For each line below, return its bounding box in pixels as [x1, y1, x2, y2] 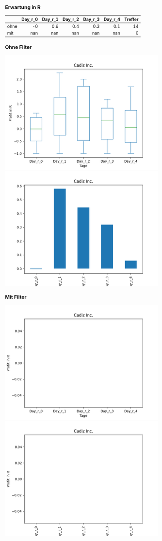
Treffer [124, 16, 139, 22]
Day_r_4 [103, 16, 120, 22]
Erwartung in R [5, 4, 41, 11]
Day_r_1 [42, 16, 59, 22]
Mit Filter [5, 294, 27, 300]
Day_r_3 [83, 16, 100, 22]
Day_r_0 [21, 16, 38, 22]
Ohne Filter [5, 43, 32, 50]
